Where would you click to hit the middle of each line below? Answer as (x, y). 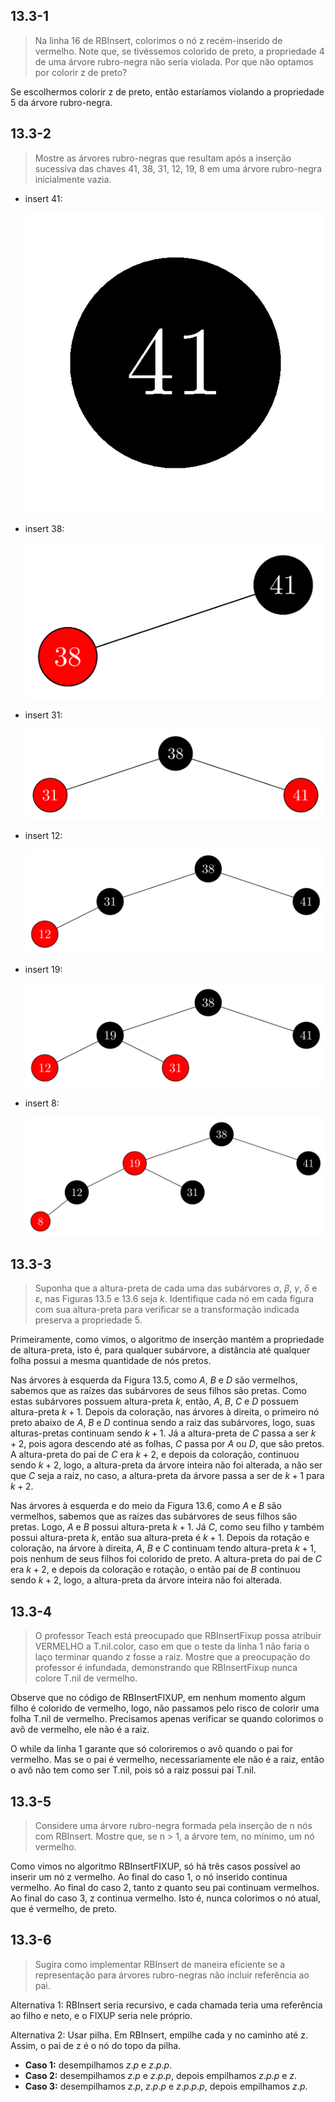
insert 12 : (43, 836)
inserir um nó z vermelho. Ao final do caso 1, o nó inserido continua (149, 1876)
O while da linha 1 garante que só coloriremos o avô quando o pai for (152, 1749)
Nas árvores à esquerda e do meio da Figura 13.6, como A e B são (146, 1506)
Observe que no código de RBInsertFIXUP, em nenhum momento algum (158, 1698)
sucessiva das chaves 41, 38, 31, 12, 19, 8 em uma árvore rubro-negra (178, 168)
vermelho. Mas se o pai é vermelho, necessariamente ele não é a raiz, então (167, 1760)
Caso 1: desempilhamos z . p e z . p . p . (98, 2065)
